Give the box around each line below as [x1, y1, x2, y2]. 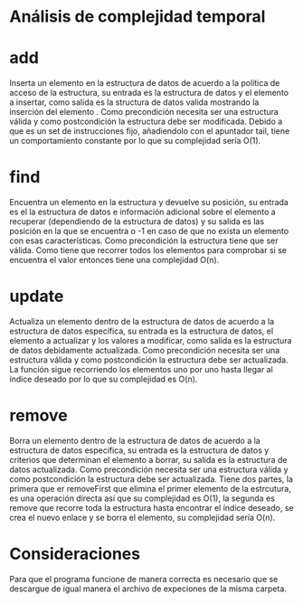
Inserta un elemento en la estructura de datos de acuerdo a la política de [9, 78, 280, 89]
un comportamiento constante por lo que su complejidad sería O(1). [9, 136, 261, 146]
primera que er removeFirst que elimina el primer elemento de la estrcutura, [9, 483, 291, 494]
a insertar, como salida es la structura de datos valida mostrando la [9, 97, 260, 108]
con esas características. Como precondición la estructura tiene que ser [9, 235, 279, 246]
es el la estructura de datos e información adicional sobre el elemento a [9, 206, 276, 218]
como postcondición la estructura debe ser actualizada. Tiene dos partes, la [9, 473, 294, 485]
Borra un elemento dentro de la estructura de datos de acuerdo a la [9, 435, 260, 446]
